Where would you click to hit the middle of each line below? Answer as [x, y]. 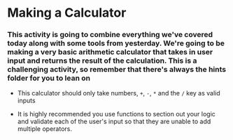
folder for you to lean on [49, 78]
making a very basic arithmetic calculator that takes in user [110, 52]
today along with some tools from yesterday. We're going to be [116, 43]
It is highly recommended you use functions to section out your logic [116, 114]
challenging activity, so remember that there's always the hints [116, 70]
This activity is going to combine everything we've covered [110, 35]
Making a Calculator [67, 13]
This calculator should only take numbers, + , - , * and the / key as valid [119, 93]
